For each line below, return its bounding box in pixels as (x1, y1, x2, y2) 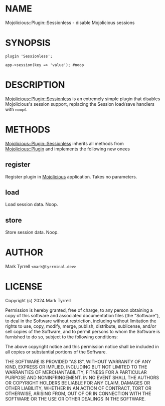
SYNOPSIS (5, 37, 51, 49)
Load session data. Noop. (5, 201, 58, 208)
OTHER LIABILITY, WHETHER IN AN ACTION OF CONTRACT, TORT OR (5, 385, 151, 391)
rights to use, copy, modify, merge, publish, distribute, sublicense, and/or (5, 323, 156, 329)
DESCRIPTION (5, 79, 65, 91)
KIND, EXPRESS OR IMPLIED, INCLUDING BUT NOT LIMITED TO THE (5, 364, 147, 370)
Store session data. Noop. (5, 229, 59, 236)
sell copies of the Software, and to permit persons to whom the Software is (5, 329, 160, 335)
